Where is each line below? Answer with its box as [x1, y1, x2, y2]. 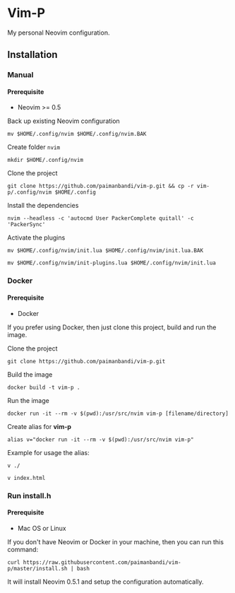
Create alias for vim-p [7, 422, 72, 430]
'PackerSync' [7, 221, 46, 228]
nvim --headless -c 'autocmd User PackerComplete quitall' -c [7, 215, 194, 222]
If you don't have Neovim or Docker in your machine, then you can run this [7, 537, 224, 546]
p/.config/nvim [7, 189, 52, 196]
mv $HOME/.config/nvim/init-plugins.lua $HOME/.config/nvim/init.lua [7, 259, 217, 266]
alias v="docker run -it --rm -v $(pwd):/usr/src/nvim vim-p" [7, 436, 194, 443]
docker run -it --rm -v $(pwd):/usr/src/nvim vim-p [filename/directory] [7, 410, 229, 417]
